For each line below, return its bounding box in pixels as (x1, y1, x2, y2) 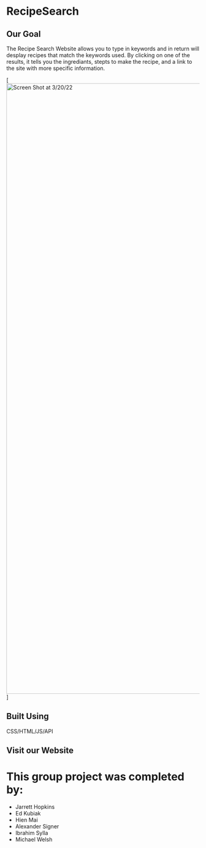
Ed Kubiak (15, 810, 41, 817)
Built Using (6, 711, 49, 722)
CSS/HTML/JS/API (6, 727, 53, 734)
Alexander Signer (15, 823, 59, 830)
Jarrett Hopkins (15, 803, 55, 811)
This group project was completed (6, 770, 185, 784)
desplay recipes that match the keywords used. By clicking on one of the (6, 52, 190, 59)
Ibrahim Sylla (15, 830, 48, 837)
